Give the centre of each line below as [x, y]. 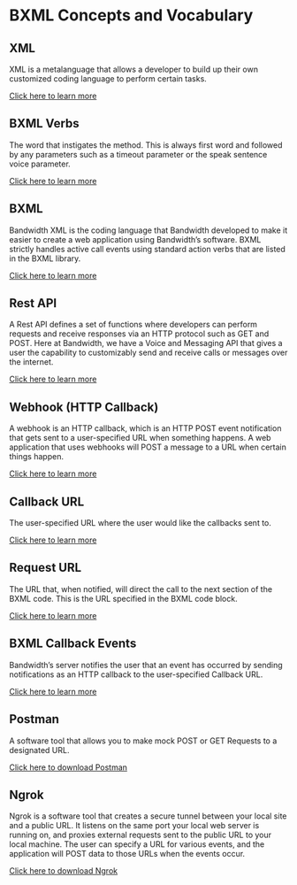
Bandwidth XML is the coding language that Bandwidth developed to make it [148, 230]
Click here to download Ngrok [63, 871]
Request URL [46, 568]
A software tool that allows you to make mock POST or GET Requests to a [143, 741]
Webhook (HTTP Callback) [84, 407]
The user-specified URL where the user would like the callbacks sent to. [141, 523]
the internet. [31, 362]
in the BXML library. [45, 258]
